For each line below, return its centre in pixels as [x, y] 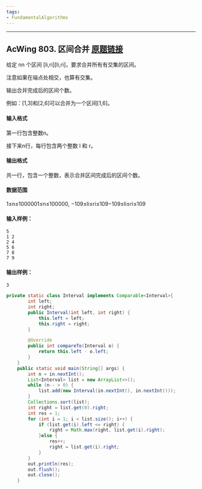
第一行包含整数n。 [29, 133]
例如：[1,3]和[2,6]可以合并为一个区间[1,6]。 [60, 103]
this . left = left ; [61, 318]
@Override [40, 340]
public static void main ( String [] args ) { [71, 368]
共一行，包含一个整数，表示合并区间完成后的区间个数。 [75, 175]
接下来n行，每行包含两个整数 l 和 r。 [51, 145]
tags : [13, 12]
